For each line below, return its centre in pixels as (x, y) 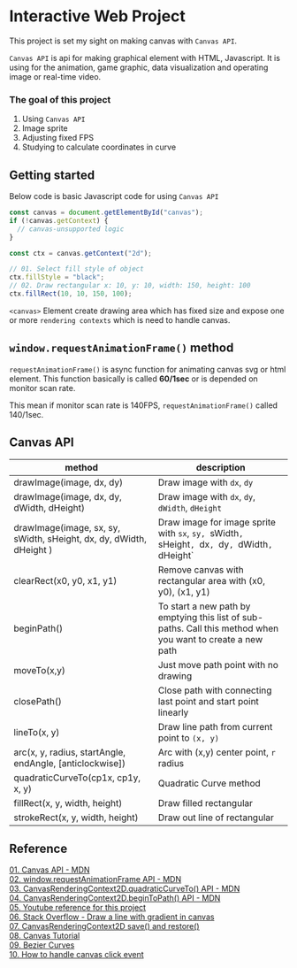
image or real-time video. (55, 76)
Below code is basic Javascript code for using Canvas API (114, 196)
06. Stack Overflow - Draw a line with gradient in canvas (112, 917)
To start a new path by (204, 606)
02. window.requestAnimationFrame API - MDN (95, 880)
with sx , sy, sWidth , (201, 533)
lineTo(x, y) (37, 732)
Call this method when (232, 628)
